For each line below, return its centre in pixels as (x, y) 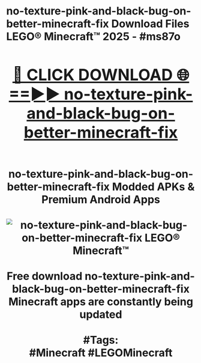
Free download (45, 276)
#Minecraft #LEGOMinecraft (101, 352)
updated (101, 314)
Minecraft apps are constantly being (101, 301)
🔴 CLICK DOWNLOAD (92, 75)
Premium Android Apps (101, 199)
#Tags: (101, 340)
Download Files (150, 24)
